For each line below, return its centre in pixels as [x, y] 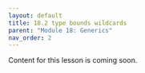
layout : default [35, 15]
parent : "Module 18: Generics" [60, 30]
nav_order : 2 [30, 38]
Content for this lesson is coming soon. [73, 60]
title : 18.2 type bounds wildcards [68, 23]
